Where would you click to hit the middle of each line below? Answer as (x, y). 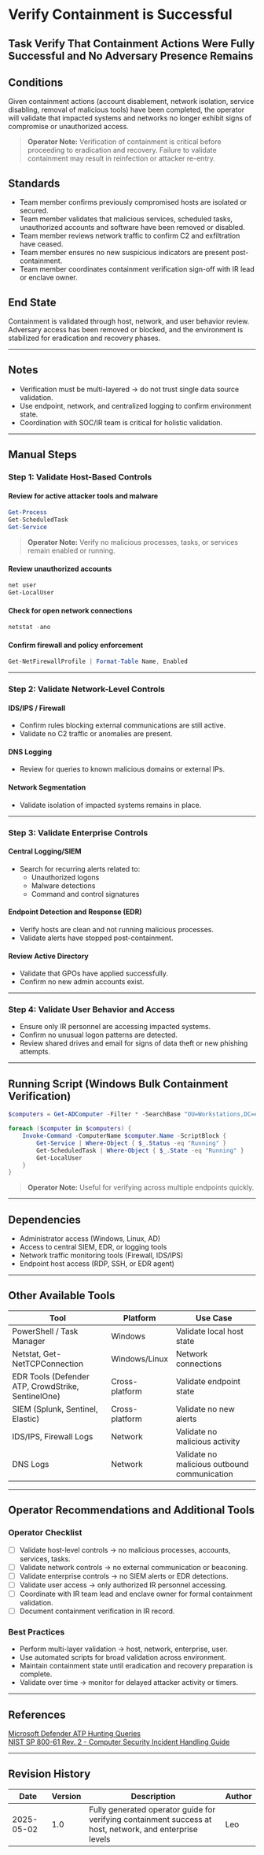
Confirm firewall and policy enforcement (76, 645)
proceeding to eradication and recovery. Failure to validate (122, 150)
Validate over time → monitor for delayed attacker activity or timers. (128, 1683)
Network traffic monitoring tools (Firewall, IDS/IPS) (101, 1255)
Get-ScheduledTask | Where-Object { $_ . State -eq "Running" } (140, 1150)
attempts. (35, 1052)
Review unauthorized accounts (60, 568)
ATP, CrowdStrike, (46, 1386)
